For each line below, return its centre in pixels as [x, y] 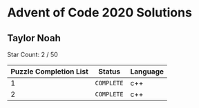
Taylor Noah [34, 38]
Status [110, 72]
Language [147, 72]
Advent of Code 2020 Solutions [99, 13]
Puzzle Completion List [49, 72]
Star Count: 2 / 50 [33, 54]
